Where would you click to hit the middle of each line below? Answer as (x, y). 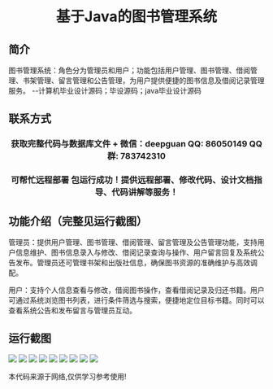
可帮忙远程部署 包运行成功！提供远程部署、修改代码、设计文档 (132, 180)
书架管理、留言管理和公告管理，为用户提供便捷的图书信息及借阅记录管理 (143, 81)
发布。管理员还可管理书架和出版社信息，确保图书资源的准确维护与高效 (132, 263)
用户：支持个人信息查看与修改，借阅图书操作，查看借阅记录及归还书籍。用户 (136, 291)
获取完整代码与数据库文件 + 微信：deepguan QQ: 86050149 (129, 144)
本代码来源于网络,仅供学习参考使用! (68, 376)
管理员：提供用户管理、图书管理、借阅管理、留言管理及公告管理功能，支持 (133, 243)
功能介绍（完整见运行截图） (78, 221)
